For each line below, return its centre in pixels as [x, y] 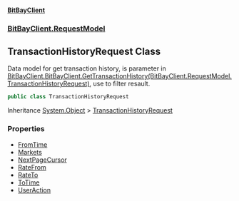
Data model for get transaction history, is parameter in [87, 68]
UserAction [34, 190]
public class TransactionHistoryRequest [68, 97]
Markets [30, 152]
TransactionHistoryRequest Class [84, 51]
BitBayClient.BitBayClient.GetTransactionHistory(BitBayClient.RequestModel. [119, 76]
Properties [26, 129]
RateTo [28, 175]
